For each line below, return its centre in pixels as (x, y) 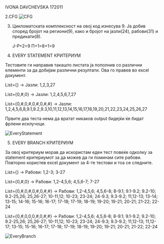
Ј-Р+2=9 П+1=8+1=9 (33, 46)
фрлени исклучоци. (25, 124)
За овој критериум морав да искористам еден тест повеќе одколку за (79, 152)
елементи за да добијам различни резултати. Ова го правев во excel (77, 70)
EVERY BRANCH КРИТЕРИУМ (43, 143)
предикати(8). (27, 37)
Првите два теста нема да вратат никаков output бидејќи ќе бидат (74, 119)
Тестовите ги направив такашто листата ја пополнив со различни (74, 65)
